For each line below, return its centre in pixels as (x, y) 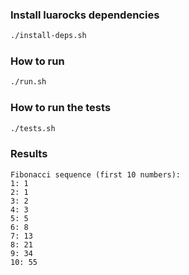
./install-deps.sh (48, 36)
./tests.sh (33, 128)
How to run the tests (61, 108)
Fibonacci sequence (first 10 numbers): (96, 174)
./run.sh (28, 82)
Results (29, 154)
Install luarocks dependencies (85, 15)
